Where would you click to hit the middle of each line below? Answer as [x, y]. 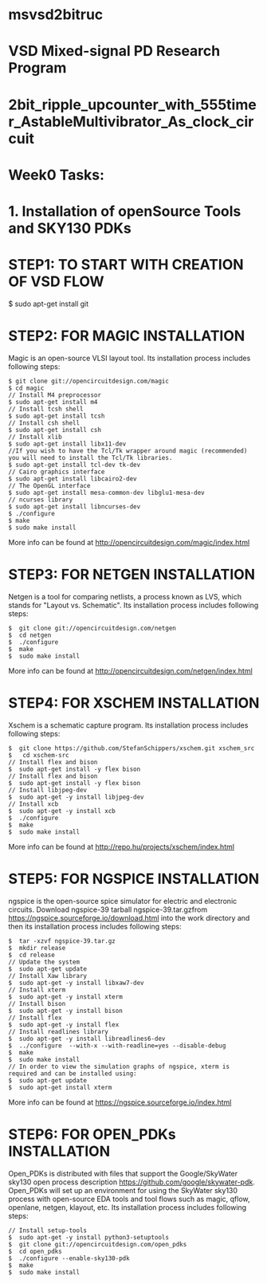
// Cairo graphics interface [57, 472]
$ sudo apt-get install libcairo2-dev [73, 479]
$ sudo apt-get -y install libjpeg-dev [77, 797]
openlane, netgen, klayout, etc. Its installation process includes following [128, 1207]
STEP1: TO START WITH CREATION [126, 265]
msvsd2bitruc [56, 15]
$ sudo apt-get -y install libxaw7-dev [77, 983]
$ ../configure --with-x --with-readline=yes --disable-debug [117, 1046]
